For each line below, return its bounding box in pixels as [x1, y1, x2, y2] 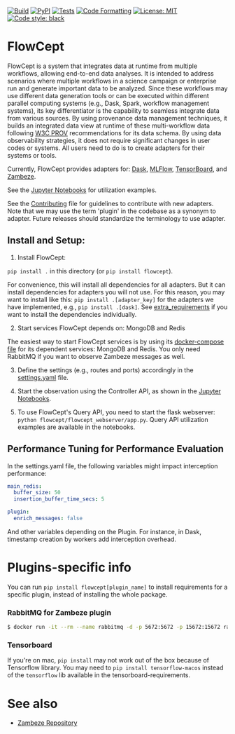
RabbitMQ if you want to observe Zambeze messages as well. [7, 352, 185, 360]
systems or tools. [7, 151, 57, 159]
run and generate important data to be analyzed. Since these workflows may [7, 84, 228, 93]
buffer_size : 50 [13, 489, 61, 496]
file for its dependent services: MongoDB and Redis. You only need [7, 344, 201, 353]
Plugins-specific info [7, 559, 131, 576]
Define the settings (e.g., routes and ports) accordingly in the [17, 365, 194, 374]
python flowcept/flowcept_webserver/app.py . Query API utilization [17, 415, 208, 423]
